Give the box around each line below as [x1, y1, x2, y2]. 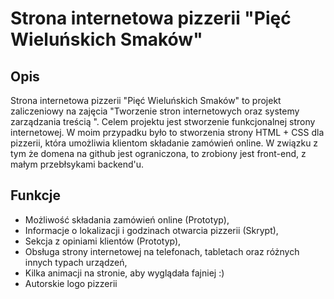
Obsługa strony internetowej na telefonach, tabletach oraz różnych [24, 245, 300, 257]
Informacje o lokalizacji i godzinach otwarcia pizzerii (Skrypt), [24, 224, 279, 236]
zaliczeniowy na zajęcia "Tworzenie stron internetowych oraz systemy [10, 105, 300, 117]
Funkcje [10, 187, 62, 204]
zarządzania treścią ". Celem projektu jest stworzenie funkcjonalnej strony [10, 116, 316, 127]
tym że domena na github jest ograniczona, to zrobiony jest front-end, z [10, 148, 307, 159]
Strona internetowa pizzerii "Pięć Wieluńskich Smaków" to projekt [10, 95, 282, 106]
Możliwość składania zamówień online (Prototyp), [24, 213, 230, 226]
